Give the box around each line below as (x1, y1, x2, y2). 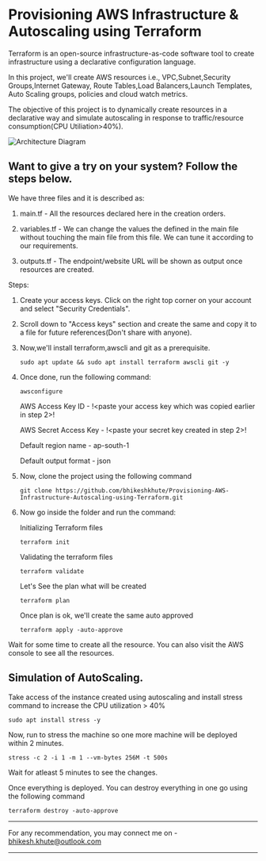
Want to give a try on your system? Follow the (8, 160, 238, 174)
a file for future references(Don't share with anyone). (19, 327, 192, 337)
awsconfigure (19, 387, 63, 396)
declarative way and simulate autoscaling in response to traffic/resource (8, 113, 244, 122)
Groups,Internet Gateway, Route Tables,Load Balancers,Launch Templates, (8, 81, 253, 90)
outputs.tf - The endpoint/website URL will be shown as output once (19, 256, 243, 266)
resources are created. (19, 264, 94, 274)
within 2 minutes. (8, 738, 65, 748)
